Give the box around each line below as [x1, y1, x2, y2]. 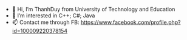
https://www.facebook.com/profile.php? [80, 19, 181, 26]
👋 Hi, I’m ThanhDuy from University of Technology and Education [12, 6, 175, 13]
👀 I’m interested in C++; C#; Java [12, 12, 95, 19]
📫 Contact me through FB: [12, 19, 80, 26]
